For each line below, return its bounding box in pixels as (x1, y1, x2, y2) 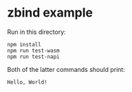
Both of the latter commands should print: (7, 65, 125, 73)
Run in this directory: (7, 28, 67, 36)
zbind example (7, 5, 93, 21)
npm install (7, 41, 41, 48)
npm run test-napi (7, 53, 60, 60)
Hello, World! (7, 78, 48, 86)
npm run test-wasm (7, 47, 60, 54)
